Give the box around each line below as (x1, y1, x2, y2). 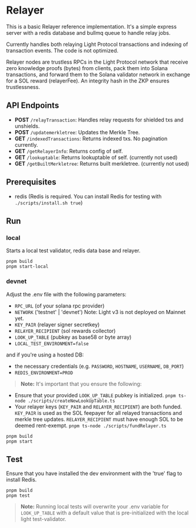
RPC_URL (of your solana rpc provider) (14, 302, 105, 309)
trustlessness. (6, 83, 40, 90)
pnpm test (6, 493, 31, 499)
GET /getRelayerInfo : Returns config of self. (14, 147, 124, 154)
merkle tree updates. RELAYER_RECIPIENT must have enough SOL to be (14, 415, 184, 423)
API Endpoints (6, 101, 59, 111)
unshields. (14, 122, 40, 130)
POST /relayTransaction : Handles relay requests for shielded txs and (14, 116, 184, 123)
